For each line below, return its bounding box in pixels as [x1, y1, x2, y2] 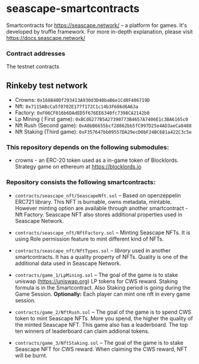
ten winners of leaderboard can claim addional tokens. [14, 327, 150, 335]
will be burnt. [14, 351, 48, 359]
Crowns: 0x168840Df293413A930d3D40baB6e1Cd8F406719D [14, 97, 150, 104]
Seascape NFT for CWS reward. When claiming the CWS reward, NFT [14, 345, 188, 353]
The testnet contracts [6, 63, 60, 70]
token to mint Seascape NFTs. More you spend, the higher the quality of [14, 314, 193, 322]
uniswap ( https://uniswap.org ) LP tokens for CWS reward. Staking [14, 278, 178, 285]
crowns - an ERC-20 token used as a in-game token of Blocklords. [14, 157, 179, 164]
